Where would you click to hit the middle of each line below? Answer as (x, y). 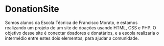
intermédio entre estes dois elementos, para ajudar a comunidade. (72, 38)
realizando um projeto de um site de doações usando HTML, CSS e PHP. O (81, 27)
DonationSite (32, 9)
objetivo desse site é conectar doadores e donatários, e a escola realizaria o (82, 33)
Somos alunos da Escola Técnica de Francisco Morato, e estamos (71, 23)
